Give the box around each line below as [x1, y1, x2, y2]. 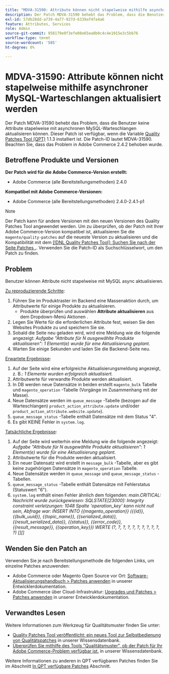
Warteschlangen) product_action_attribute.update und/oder [12, 403, 140, 409]
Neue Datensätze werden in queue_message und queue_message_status [12, 471, 156, 477]
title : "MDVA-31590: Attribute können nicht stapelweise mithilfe [5, 7, 147, 13]
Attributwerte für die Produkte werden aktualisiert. [12, 455, 117, 461]
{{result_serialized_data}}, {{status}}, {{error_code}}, [12, 519, 122, 525]
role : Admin [5, 26, 30, 31]
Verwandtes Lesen [5, 608, 65, 618]
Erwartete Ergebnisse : [5, 356, 51, 362]
